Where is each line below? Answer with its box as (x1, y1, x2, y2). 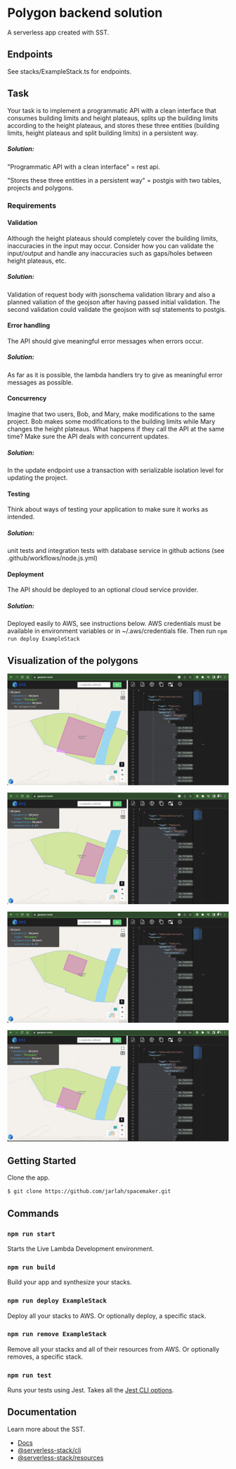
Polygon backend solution (7, 5, 163, 21)
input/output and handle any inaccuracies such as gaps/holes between (7, 249, 213, 257)
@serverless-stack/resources (17, 1453, 104, 1462)
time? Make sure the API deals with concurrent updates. (7, 432, 170, 440)
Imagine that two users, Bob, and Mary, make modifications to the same (7, 410, 216, 418)
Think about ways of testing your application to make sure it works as (7, 505, 209, 514)
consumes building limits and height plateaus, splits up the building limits (7, 114, 218, 122)
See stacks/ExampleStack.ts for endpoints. (7, 67, 132, 75)
